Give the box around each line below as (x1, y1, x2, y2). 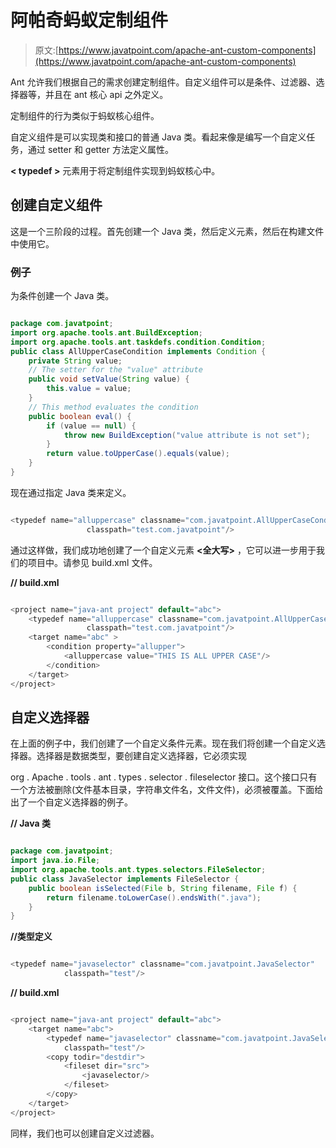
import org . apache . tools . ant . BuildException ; (10, 327, 203, 338)
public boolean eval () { (28, 411, 132, 421)
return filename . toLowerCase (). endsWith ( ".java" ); (46, 892, 262, 903)
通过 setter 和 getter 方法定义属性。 (27, 143, 174, 155)
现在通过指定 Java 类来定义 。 (10, 486, 132, 498)
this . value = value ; (46, 384, 132, 394)
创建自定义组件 (10, 197, 103, 214)
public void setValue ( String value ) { (28, 374, 190, 385)
